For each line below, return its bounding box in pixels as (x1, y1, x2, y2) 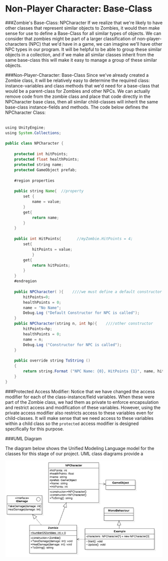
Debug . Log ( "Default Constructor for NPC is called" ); (23, 310, 140, 315)
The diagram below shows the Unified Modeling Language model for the (5, 445, 154, 451)
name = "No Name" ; (23, 305, 61, 310)
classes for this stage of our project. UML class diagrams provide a (5, 451, 143, 457)
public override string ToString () (14, 358, 91, 363)
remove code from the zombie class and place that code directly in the (5, 93, 151, 99)
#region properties (14, 178, 55, 183)
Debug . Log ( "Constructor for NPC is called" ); (23, 342, 122, 347)
